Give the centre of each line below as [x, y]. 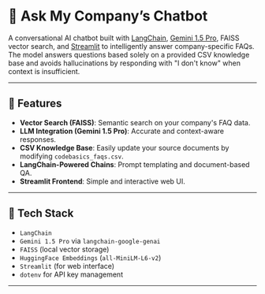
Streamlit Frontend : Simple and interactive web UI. [102, 181]
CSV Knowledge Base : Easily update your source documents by [124, 147]
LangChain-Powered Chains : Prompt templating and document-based [134, 164]
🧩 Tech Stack [41, 213]
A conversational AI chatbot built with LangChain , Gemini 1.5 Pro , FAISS [124, 38]
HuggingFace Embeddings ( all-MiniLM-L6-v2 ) [90, 257]
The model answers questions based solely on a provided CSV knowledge [129, 54]
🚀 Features [35, 104]
